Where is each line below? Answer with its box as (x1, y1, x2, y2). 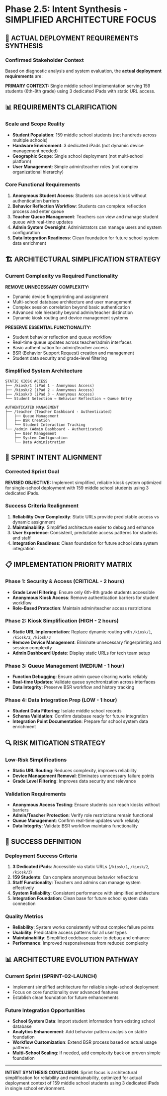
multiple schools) (12, 137, 48, 143)
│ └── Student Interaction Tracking (5, 422, 85, 427)
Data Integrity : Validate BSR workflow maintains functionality (12, 823, 138, 829)
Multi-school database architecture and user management (12, 299, 132, 304)
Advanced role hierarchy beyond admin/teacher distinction (12, 309, 133, 315)
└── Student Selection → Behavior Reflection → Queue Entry (5, 396, 133, 401)
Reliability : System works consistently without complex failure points (12, 924, 154, 930)
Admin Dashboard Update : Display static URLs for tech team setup (12, 650, 151, 656)
